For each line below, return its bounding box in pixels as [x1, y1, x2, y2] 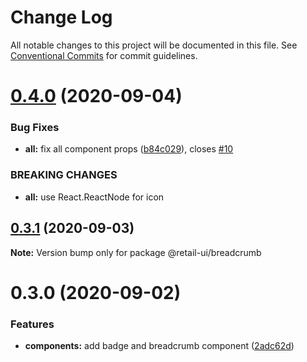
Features [10, 317, 55, 331]
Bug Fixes [10, 121, 60, 135]
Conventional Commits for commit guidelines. [10, 49, 198, 61]
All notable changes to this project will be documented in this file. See [10, 39, 298, 51]
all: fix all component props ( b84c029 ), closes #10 [24, 143, 234, 155]
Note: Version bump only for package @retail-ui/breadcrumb [10, 246, 262, 258]
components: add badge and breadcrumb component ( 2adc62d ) [24, 340, 295, 352]
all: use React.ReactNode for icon [24, 191, 165, 203]
